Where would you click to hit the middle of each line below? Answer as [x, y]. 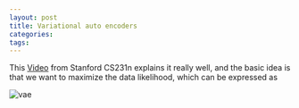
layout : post [33, 17]
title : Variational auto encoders [74, 26]
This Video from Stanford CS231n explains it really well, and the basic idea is [150, 68]
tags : [19, 42]
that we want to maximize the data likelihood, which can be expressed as [144, 78]
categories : [31, 34]
